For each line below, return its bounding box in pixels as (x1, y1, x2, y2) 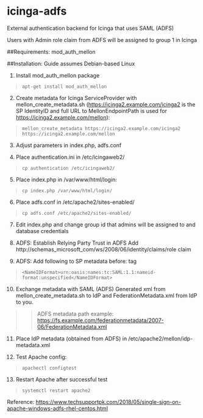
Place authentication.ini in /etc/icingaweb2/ (15, 153, 125, 160)
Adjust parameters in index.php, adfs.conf (15, 142, 122, 149)
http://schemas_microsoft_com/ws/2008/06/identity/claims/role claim (15, 245, 191, 253)
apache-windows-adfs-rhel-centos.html (7, 405, 109, 412)
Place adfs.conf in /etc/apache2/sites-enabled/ (15, 198, 135, 206)
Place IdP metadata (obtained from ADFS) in (15, 334, 127, 342)
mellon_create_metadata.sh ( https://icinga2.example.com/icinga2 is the (15, 101, 196, 108)
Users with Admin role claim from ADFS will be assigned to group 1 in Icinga (7, 36, 198, 43)
